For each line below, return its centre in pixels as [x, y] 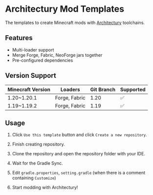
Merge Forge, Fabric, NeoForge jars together [57, 55]
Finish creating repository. [38, 144]
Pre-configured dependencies [43, 60]
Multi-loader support [33, 49]
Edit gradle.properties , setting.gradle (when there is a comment [79, 173]
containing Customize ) [34, 178]
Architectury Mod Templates [65, 9]
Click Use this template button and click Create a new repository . [80, 135]
